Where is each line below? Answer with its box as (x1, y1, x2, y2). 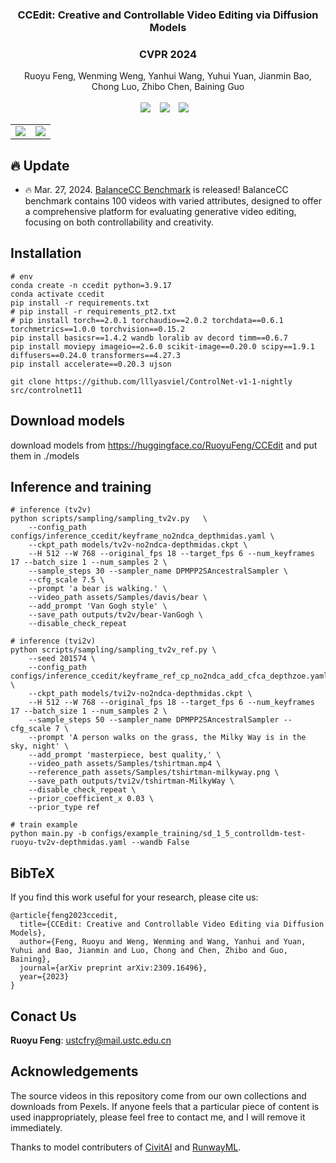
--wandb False (131, 838, 190, 848)
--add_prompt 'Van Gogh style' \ (28, 601, 168, 612)
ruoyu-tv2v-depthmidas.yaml (10, 838, 128, 848)
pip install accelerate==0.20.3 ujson (10, 359, 172, 369)
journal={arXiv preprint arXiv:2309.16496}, (19, 963, 208, 973)
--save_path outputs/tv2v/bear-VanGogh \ (28, 610, 203, 620)
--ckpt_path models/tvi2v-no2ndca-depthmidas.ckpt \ (28, 689, 253, 699)
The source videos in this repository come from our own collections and (10, 1089, 307, 1102)
